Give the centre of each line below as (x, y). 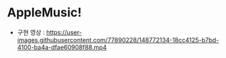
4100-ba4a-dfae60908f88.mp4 (62, 47)
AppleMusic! (45, 13)
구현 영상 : (31, 32)
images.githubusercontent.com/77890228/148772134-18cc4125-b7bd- (118, 40)
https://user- (64, 32)
